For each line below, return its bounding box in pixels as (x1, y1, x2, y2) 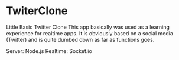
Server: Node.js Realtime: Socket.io (6, 47, 93, 54)
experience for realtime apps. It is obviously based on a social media (6, 29, 173, 36)
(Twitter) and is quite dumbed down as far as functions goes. (6, 36, 155, 43)
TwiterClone (6, 4, 68, 18)
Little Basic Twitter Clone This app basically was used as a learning (6, 24, 170, 31)
